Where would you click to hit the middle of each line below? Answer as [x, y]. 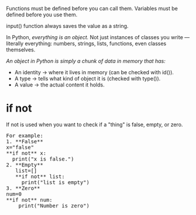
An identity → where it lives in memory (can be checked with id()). [94, 72]
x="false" [20, 147]
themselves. [21, 50]
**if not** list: [40, 176]
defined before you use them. [42, 15]
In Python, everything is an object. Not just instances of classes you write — [98, 37]
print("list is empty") [55, 182]
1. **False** [25, 141]
